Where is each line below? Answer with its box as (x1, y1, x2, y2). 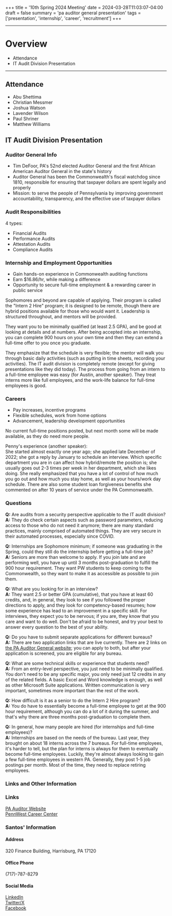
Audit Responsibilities (5, 208, 61, 216)
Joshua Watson (12, 105, 46, 111)
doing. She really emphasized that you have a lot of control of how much (5, 471, 159, 477)
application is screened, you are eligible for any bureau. (5, 650, 123, 656)
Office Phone (5, 860, 34, 866)
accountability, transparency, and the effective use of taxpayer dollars (12, 196, 161, 202)
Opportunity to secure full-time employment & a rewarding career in (12, 282, 156, 288)
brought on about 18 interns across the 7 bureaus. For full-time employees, (5, 740, 163, 746)
